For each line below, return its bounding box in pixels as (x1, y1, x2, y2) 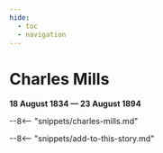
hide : (9, 13, 30, 22)
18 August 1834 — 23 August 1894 (9, 98, 141, 109)
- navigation (17, 30, 67, 39)
